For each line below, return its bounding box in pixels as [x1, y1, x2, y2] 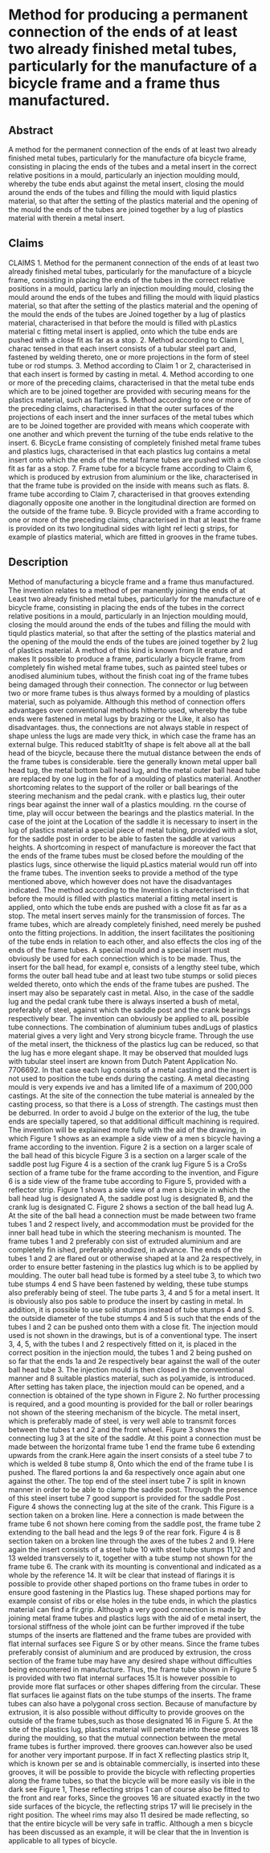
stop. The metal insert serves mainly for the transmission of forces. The [8, 911, 245, 920]
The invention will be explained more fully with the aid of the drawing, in [8, 1124, 247, 1134]
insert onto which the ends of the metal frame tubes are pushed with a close [8, 455, 261, 464]
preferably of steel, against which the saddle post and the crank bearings [8, 1005, 252, 1015]
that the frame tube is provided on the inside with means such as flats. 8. [8, 480, 250, 490]
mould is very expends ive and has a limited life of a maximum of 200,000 [8, 1082, 253, 1091]
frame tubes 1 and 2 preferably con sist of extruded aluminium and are [8, 1236, 241, 1246]
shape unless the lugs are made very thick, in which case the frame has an [8, 731, 256, 741]
